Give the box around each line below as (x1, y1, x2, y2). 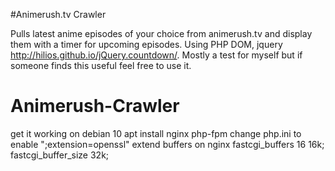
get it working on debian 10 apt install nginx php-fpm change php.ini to (10, 127, 302, 139)
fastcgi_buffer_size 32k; (10, 149, 110, 161)
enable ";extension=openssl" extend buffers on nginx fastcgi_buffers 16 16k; (10, 138, 325, 150)
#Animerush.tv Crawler (10, 9, 107, 20)
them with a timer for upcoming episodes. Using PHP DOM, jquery (10, 39, 283, 50)
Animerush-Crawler (10, 95, 180, 118)
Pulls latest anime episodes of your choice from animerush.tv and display (10, 28, 313, 39)
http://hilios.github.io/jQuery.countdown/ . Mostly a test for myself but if (10, 49, 303, 61)
